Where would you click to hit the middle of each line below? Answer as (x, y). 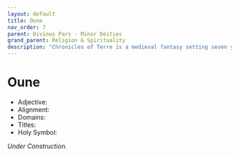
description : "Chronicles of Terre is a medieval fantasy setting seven (117, 47)
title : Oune (25, 21)
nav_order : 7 (27, 27)
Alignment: (33, 109)
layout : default (31, 14)
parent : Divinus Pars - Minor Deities (65, 34)
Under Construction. (37, 146)
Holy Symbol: (37, 132)
